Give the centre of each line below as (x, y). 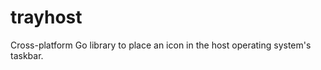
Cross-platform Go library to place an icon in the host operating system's (161, 45)
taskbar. (27, 55)
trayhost (46, 17)
